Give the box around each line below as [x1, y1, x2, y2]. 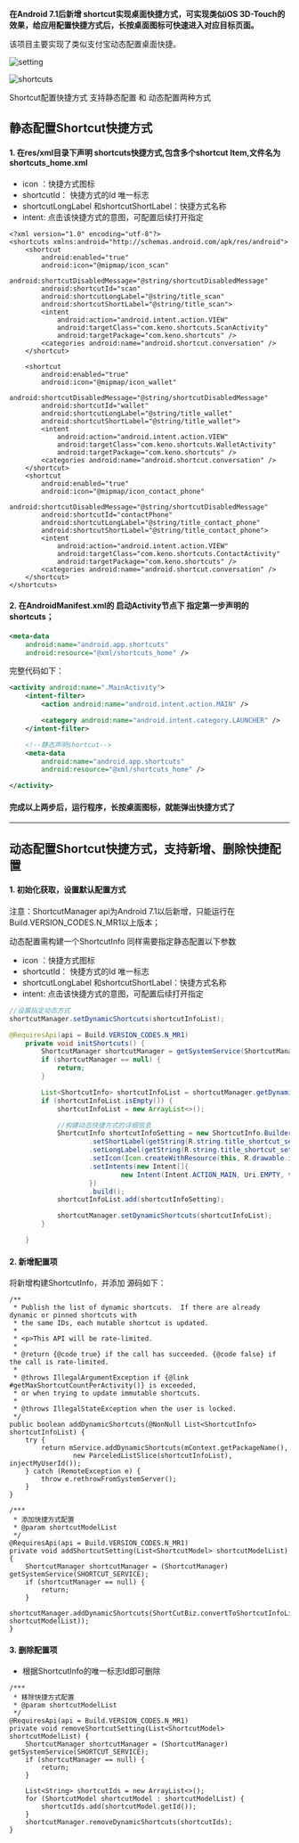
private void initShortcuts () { [25, 1038, 145, 1048]
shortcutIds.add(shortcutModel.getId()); [41, 1802, 198, 1812]
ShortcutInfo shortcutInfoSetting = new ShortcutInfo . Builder [56, 1129, 293, 1138]
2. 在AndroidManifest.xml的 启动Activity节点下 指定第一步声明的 [9, 601, 249, 611]
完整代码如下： [9, 666, 64, 676]
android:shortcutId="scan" [41, 284, 141, 293]
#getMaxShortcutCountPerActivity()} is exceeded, [9, 1381, 198, 1390]
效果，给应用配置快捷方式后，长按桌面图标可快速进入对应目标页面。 [9, 20, 259, 30]
